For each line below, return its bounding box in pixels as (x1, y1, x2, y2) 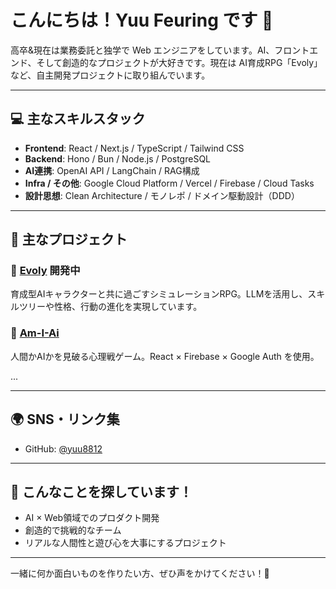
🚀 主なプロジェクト (10, 231, 128, 248)
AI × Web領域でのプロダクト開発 (24, 512, 160, 524)
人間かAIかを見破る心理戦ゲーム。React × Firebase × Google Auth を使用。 (10, 350, 320, 362)
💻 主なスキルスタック (10, 111, 146, 128)
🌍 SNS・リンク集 (10, 411, 120, 428)
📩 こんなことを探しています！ (10, 483, 193, 500)
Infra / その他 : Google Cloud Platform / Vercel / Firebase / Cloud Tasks (24, 177, 315, 189)
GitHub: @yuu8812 (24, 442, 103, 455)
